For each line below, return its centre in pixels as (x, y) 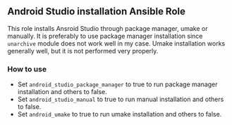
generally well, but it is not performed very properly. (83, 51)
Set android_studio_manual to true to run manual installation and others (121, 99)
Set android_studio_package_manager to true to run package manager (117, 84)
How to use (27, 69)
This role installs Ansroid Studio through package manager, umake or (108, 28)
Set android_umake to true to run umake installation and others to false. (120, 114)
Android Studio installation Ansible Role (96, 12)
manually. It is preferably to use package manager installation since (105, 36)
